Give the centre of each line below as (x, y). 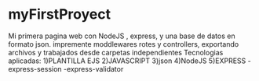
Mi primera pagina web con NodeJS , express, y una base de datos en (122, 36)
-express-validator (93, 69)
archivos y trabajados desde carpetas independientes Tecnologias (116, 52)
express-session (35, 69)
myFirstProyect (60, 14)
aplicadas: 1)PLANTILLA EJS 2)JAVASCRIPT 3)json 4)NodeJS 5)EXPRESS (127, 61)
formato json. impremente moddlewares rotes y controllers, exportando (124, 44)
